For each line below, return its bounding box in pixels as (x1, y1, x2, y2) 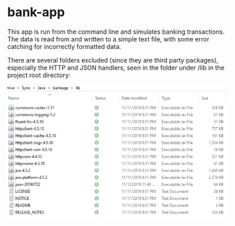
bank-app (7, 4, 65, 20)
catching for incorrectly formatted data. (7, 42, 121, 51)
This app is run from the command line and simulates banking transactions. (7, 27, 225, 36)
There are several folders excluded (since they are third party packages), (7, 55, 219, 64)
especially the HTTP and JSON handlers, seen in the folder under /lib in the (7, 63, 224, 72)
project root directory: (7, 71, 71, 79)
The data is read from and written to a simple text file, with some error (7, 34, 210, 43)
